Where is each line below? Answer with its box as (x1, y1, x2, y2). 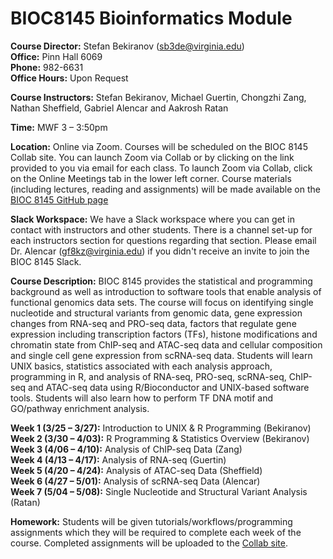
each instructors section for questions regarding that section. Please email (10, 234, 317, 246)
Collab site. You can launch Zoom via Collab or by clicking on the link (10, 151, 295, 163)
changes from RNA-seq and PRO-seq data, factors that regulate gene (10, 317, 297, 329)
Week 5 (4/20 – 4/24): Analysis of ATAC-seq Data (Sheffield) (10, 464, 263, 476)
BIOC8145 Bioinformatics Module (10, 7, 293, 30)
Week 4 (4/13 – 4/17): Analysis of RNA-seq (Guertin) (10, 453, 227, 466)
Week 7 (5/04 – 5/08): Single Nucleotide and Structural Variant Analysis (10, 485, 308, 497)
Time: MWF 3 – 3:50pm (10, 121, 108, 133)
